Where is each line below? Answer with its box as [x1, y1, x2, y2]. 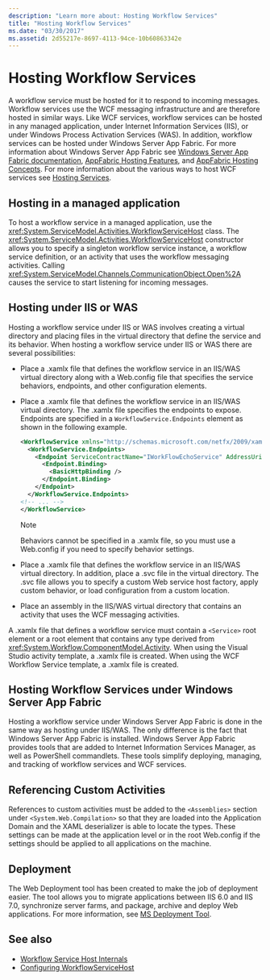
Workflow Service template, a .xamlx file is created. [8, 659, 179, 669]
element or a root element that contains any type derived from [8, 634, 215, 644]
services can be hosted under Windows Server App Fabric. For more [8, 139, 236, 148]
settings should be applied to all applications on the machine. [8, 839, 212, 849]
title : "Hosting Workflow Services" [8, 19, 131, 27]
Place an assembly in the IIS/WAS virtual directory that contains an [19, 601, 242, 611]
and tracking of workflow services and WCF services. [8, 760, 187, 769]
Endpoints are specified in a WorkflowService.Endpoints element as [19, 413, 243, 423]
